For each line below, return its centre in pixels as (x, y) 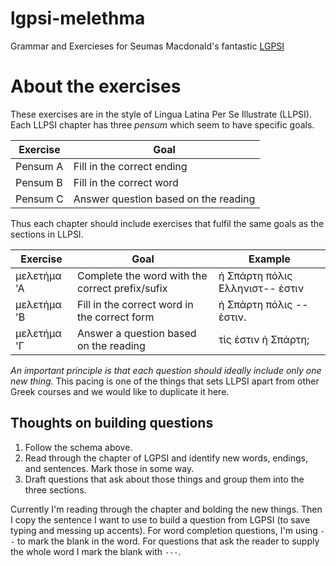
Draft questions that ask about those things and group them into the (164, 479)
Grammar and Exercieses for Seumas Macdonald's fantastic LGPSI (147, 46)
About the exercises (96, 86)
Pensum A (39, 166)
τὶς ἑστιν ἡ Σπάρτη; (264, 339)
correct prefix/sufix (122, 288)
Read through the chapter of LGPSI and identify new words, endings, (166, 458)
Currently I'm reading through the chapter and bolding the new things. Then (166, 509)
